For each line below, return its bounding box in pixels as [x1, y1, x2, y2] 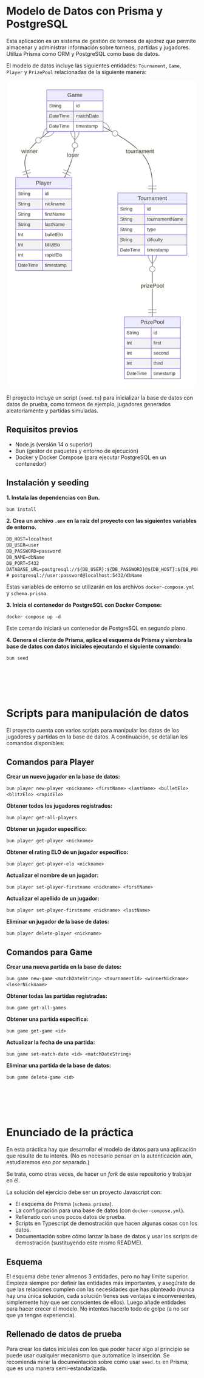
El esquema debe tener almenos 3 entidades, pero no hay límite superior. [6, 1273, 189, 1280]
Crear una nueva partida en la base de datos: [6, 963, 122, 970]
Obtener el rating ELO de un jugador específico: [6, 848, 129, 856]
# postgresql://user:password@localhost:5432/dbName [6, 572, 143, 578]
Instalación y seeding [6, 478, 89, 488]
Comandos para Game [6, 947, 93, 957]
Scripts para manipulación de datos [6, 706, 189, 720]
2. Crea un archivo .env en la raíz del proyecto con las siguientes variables [6, 517, 197, 524]
